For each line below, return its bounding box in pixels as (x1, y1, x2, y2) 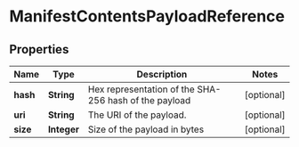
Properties (9, 42, 69, 57)
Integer (47, 123, 80, 135)
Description (136, 69, 188, 80)
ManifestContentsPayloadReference (9, 6, 286, 27)
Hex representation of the (87, 83, 196, 95)
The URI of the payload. (87, 109, 187, 121)
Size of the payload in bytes (87, 123, 205, 135)
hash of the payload (107, 94, 191, 106)
